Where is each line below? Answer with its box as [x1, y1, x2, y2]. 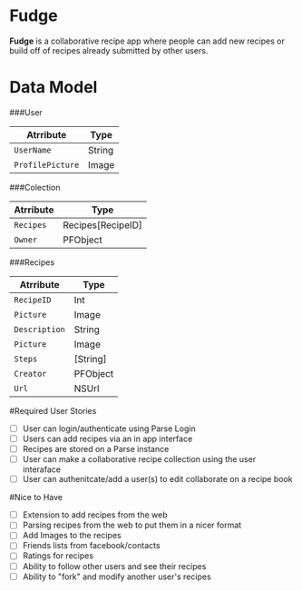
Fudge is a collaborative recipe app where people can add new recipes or [9, 35, 286, 46]
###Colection [9, 182, 61, 192]
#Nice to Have [9, 492, 63, 503]
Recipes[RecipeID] [63, 219, 143, 231]
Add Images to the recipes [22, 530, 122, 541]
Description [14, 324, 66, 334]
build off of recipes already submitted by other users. [9, 44, 209, 55]
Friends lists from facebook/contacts [22, 540, 161, 551]
